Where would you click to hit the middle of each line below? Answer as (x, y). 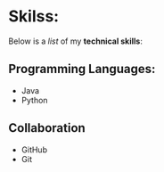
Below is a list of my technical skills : (76, 41)
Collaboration (47, 128)
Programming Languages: (82, 69)
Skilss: (34, 16)
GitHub (34, 150)
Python (34, 100)
